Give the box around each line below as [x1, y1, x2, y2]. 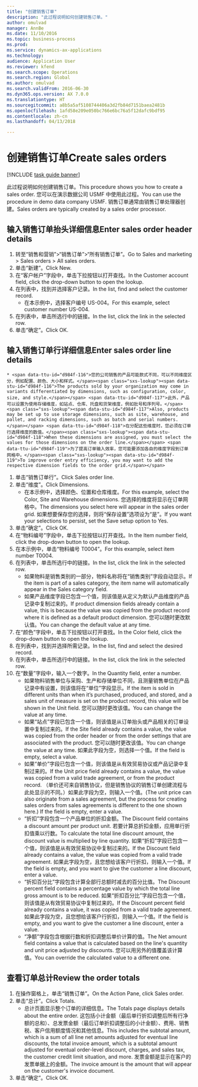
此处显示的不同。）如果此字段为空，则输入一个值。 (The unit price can [24, 788, 192, 796]
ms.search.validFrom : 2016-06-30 [6, 86, 89, 92]
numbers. [157, 417, 179, 422]
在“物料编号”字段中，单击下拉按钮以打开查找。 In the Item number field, [15, 531, 188, 538]
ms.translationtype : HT [6, 96, 65, 102]
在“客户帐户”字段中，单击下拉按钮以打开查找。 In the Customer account [15, 272, 189, 279]
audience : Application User [6, 58, 76, 64]
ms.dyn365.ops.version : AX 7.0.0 [6, 91, 89, 97]
